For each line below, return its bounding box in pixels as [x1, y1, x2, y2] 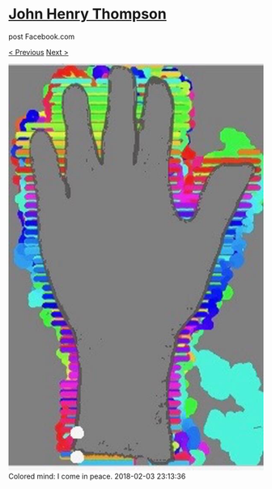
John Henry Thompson [8, 5, 168, 23]
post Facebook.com [8, 32, 75, 41]
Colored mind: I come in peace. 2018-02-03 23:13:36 [8, 471, 186, 481]
